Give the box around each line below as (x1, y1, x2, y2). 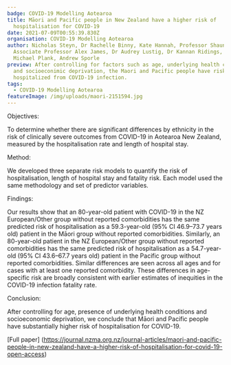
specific (7, 274, 30, 282)
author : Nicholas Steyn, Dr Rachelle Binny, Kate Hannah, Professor (7, 42, 208, 49)
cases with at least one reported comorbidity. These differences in (7, 266, 196, 274)
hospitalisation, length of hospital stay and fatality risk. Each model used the (7, 174, 223, 182)
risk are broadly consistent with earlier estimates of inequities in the (31, 274, 223, 282)
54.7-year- (191, 245, 222, 252)
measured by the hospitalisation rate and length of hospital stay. (7, 140, 189, 148)
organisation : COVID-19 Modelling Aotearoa (7, 36, 134, 43)
